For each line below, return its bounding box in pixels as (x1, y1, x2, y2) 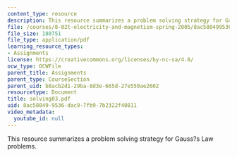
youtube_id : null (13, 115, 65, 122)
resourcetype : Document (7, 89, 78, 96)
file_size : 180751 (7, 30, 61, 37)
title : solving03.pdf (7, 96, 71, 103)
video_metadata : (7, 108, 55, 115)
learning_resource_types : (7, 43, 83, 50)
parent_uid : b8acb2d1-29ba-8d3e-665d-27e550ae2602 (7, 82, 159, 89)
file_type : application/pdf (7, 37, 90, 44)
